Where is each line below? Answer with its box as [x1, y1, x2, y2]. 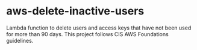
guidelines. [6, 37, 34, 44]
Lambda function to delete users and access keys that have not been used [6, 24, 192, 31]
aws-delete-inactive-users [6, 4, 145, 18]
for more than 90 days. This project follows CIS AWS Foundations [6, 30, 169, 37]
